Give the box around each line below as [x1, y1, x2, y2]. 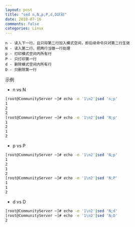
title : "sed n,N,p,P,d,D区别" [5, 12, 67, 17]
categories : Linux [5, 26, 44, 31]
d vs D [12, 198, 26, 204]
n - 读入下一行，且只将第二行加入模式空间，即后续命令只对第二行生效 [5, 41, 130, 46]
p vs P [12, 143, 26, 148]
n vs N [12, 87, 26, 93]
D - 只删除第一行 [5, 67, 37, 73]
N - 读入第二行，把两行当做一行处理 [5, 46, 70, 51]
